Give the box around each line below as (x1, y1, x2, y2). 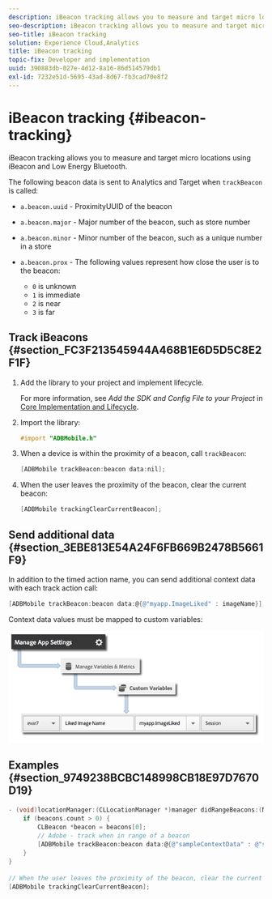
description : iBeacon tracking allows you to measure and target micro (8, 13, 255, 21)
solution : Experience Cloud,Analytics (8, 39, 139, 47)
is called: (8, 185, 39, 195)
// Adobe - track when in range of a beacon (37, 831, 190, 840)
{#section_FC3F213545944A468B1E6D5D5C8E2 (8, 343, 262, 357)
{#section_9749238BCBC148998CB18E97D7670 (8, 770, 259, 785)
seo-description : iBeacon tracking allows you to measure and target (8, 21, 249, 30)
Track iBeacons (8, 330, 89, 344)
